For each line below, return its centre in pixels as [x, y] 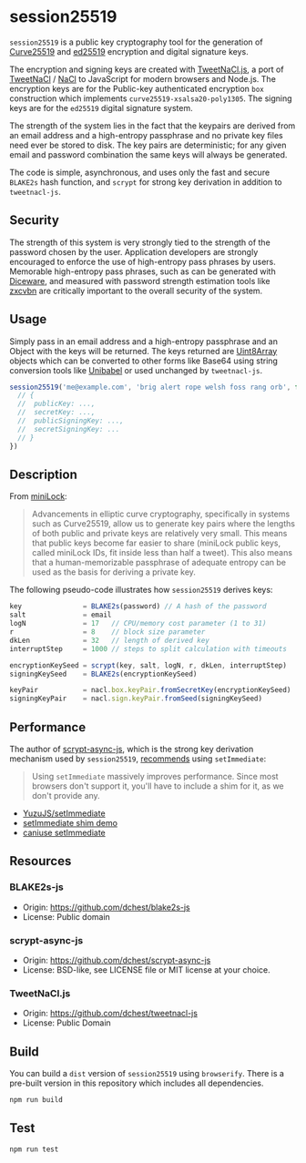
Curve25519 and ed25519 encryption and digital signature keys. [129, 51]
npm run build [36, 1100]
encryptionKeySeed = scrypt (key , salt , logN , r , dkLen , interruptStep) [148, 665]
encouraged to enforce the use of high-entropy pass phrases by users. [143, 261]
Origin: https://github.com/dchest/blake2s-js [107, 907]
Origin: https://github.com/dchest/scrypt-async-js [117, 960]
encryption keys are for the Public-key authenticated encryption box [137, 88]
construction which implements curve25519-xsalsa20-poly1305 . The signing [151, 98]
